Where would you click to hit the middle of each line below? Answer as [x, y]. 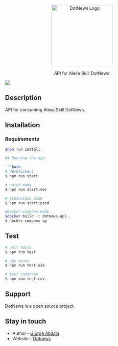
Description [23, 98]
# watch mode [18, 185]
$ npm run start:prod [27, 203]
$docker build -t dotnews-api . [38, 216]
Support [18, 294]
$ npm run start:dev [26, 189]
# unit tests [18, 247]
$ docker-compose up [26, 221]
